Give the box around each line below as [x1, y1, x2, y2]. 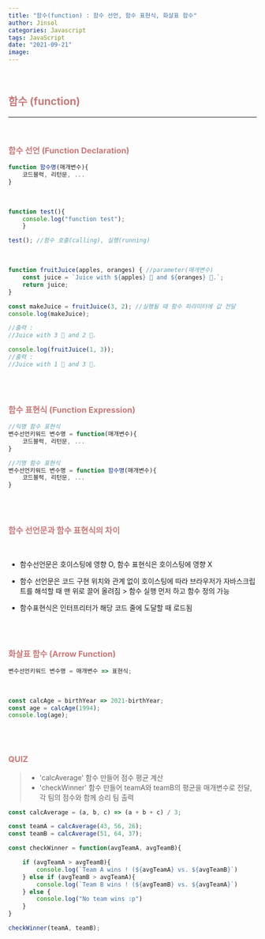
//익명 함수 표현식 [8, 423, 61, 431]
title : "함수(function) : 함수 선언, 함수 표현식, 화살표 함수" [8, 11, 197, 20]
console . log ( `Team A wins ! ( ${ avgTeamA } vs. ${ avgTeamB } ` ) [36, 865, 238, 873]
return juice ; [22, 281, 69, 288]
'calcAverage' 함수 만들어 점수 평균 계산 [39, 772, 164, 782]
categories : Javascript [8, 26, 87, 34]
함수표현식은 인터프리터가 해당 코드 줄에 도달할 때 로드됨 [19, 603, 193, 613]
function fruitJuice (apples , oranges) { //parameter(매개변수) [8, 266, 215, 274]
